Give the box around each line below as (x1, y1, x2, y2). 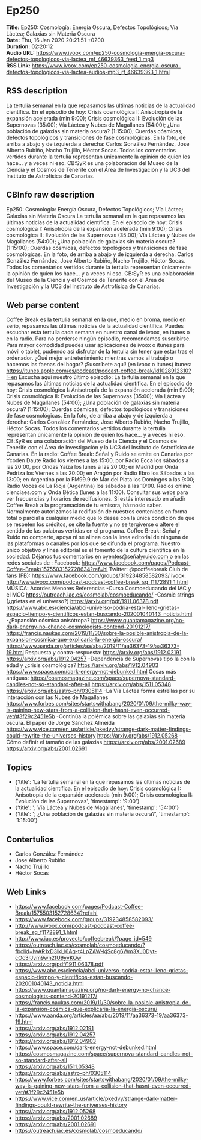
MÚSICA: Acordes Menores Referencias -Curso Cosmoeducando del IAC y (6, 585, 191, 592)
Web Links (6, 887, 47, 897)
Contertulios (6, 834, 55, 844)
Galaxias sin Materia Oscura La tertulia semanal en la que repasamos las (6, 212, 185, 219)
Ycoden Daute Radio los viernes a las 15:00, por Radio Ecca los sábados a (6, 457, 189, 464)
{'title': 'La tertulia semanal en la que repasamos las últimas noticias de (14, 778, 190, 786)
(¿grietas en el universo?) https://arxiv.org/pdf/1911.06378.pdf (6, 598, 159, 605)
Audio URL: (6, 49, 35, 56)
